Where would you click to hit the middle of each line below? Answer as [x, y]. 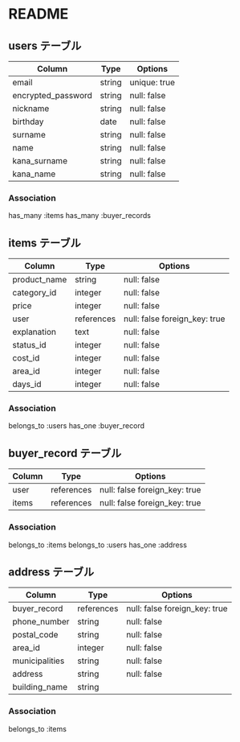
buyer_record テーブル [65, 453]
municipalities [39, 661]
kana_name [34, 174]
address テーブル [51, 572]
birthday [28, 122]
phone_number [41, 622]
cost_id [26, 358]
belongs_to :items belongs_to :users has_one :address [98, 545]
